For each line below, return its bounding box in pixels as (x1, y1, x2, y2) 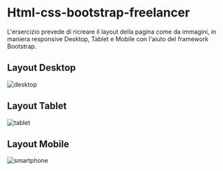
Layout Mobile (7, 138, 70, 150)
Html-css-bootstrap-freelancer (7, 5, 190, 21)
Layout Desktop (7, 62, 76, 73)
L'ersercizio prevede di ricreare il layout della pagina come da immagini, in (7, 27, 217, 36)
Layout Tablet (7, 100, 67, 112)
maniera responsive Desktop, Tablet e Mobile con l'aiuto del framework (7, 34, 209, 43)
